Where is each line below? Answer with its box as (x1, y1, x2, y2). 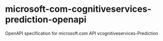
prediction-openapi (5, 14, 86, 25)
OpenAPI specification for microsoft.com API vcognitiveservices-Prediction (5, 30, 159, 36)
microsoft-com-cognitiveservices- (5, 3, 152, 15)
